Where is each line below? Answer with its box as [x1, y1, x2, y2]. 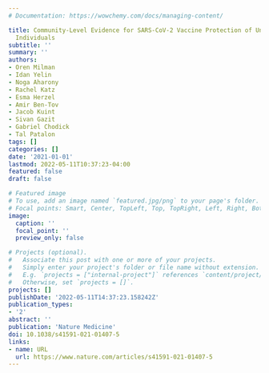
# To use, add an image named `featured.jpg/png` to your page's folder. [8, 197, 260, 205]
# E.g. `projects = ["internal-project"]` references [8, 271, 199, 279]
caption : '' [15, 219, 56, 227]
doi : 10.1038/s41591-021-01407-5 [8, 330, 120, 339]
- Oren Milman [8, 63, 56, 72]
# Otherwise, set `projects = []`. [8, 278, 134, 287]
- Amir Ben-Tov [8, 101, 59, 109]
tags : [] [8, 138, 38, 146]
